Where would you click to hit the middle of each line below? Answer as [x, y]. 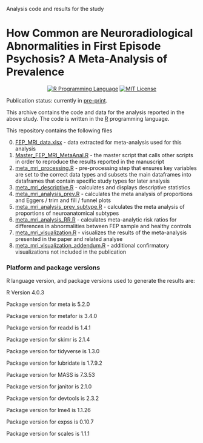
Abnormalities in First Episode [84, 46]
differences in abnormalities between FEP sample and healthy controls [103, 226]
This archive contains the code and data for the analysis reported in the [95, 112]
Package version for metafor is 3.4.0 [52, 316]
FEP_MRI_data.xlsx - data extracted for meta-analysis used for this [98, 142]
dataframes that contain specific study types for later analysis [92, 181]
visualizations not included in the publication [71, 252]
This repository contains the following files [59, 130]
